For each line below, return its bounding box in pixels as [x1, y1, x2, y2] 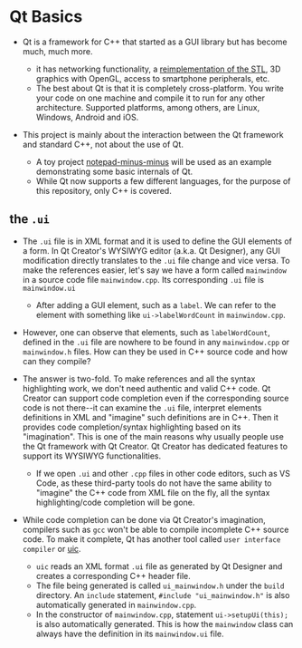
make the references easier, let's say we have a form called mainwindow [22, 265, 288, 276]
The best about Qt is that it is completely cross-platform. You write [35, 82, 285, 93]
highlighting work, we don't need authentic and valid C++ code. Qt [22, 382, 271, 393]
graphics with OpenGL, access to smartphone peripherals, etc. [35, 73, 270, 83]
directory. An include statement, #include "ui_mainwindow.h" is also [35, 589, 290, 600]
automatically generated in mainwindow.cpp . [35, 599, 197, 610]
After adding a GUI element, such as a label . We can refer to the [35, 299, 277, 310]
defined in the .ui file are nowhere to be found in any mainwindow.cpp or [22, 336, 290, 347]
